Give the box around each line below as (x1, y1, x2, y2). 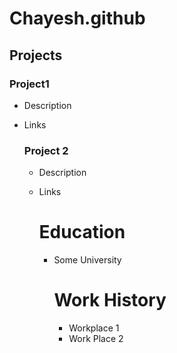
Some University (53, 254, 122, 266)
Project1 (9, 77, 50, 91)
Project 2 (23, 143, 69, 157)
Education (38, 221, 126, 244)
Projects (9, 47, 63, 64)
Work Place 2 (68, 333, 124, 345)
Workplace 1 (68, 322, 120, 334)
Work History (53, 289, 167, 312)
